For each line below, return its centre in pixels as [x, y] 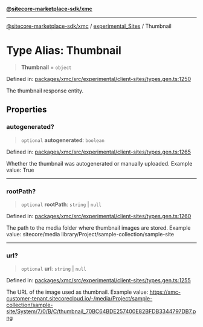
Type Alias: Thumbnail [64, 50]
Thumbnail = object [46, 67]
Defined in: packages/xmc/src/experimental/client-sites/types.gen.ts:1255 [99, 280]
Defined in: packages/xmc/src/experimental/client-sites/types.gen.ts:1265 [99, 152]
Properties [27, 110]
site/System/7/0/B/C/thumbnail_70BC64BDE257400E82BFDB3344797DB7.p [101, 311]
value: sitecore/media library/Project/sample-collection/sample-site [90, 234]
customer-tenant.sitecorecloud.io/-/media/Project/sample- [79, 299]
